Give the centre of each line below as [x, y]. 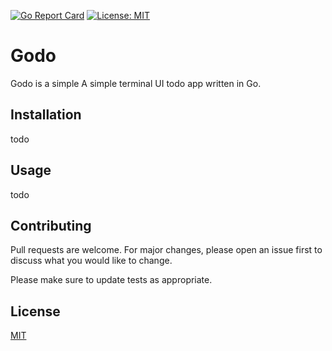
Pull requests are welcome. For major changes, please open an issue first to [166, 250]
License [35, 311]
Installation [46, 115]
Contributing [51, 225]
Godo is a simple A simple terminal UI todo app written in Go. [136, 83]
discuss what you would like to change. [91, 261]
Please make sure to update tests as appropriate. [111, 280]
